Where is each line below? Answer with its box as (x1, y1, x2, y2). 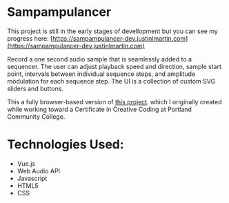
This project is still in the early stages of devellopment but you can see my (7, 27, 219, 35)
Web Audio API (17, 166, 61, 175)
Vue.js (17, 159, 36, 168)
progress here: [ (7, 34, 53, 42)
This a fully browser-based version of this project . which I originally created (7, 97, 222, 106)
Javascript (17, 174, 48, 182)
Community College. (7, 112, 66, 121)
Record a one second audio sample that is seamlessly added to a (7, 55, 192, 63)
